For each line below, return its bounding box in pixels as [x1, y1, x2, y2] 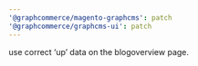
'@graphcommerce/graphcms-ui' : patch [8, 22, 152, 31]
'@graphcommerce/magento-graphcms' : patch [8, 13, 172, 23]
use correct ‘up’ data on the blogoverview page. [8, 46, 189, 57]
